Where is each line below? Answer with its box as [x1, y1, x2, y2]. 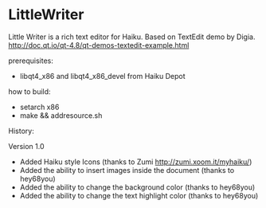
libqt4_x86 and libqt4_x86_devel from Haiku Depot [19, 71, 186, 80]
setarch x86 [19, 102, 60, 112]
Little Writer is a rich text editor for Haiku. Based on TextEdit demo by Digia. [8, 32, 256, 41]
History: [8, 126, 34, 135]
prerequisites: [8, 56, 54, 65]
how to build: [8, 86, 51, 96]
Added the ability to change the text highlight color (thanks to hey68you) [19, 190, 259, 200]
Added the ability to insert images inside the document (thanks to [19, 165, 235, 175]
